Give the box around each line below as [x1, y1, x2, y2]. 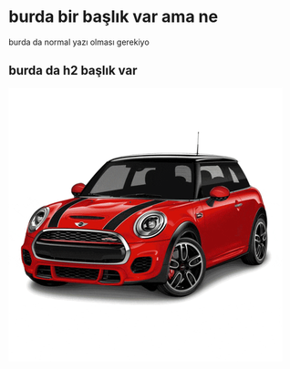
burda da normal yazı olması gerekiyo [8, 36, 150, 47]
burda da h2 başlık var [8, 63, 138, 78]
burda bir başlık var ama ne [8, 6, 219, 27]
